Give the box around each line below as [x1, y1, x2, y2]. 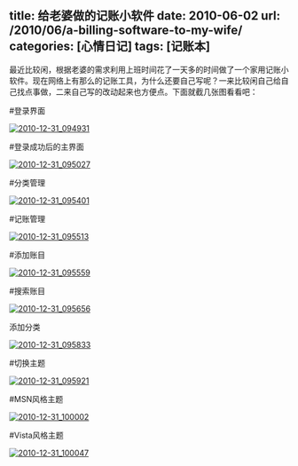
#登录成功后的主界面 [9, 141, 84, 152]
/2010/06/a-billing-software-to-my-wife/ [9, 23, 243, 38]
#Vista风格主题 [9, 430, 64, 440]
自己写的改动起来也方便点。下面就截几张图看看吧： [70, 86, 258, 97]
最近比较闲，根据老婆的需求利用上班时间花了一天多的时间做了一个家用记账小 [9, 64, 289, 75]
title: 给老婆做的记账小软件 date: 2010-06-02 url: [9, 8, 281, 24]
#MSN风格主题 [9, 393, 64, 404]
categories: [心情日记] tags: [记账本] [9, 39, 211, 54]
